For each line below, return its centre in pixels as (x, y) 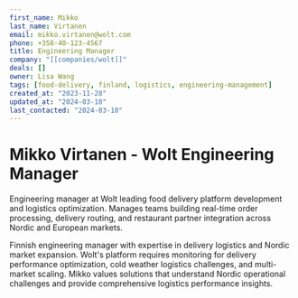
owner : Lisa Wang (42, 77)
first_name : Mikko (44, 18)
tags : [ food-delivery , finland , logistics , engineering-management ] (141, 85)
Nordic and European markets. (66, 228)
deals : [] (28, 69)
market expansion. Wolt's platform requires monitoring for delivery (133, 255)
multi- (265, 265)
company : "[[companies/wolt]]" (68, 60)
